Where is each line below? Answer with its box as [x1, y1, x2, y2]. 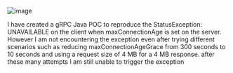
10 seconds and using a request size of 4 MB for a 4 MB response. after [7, 50, 215, 58]
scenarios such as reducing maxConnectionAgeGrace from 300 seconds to [7, 43, 226, 51]
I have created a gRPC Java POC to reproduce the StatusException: [7, 20, 202, 28]
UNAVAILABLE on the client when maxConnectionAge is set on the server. [7, 28, 222, 36]
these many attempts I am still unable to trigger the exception [7, 58, 185, 66]
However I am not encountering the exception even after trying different [7, 35, 215, 44]
